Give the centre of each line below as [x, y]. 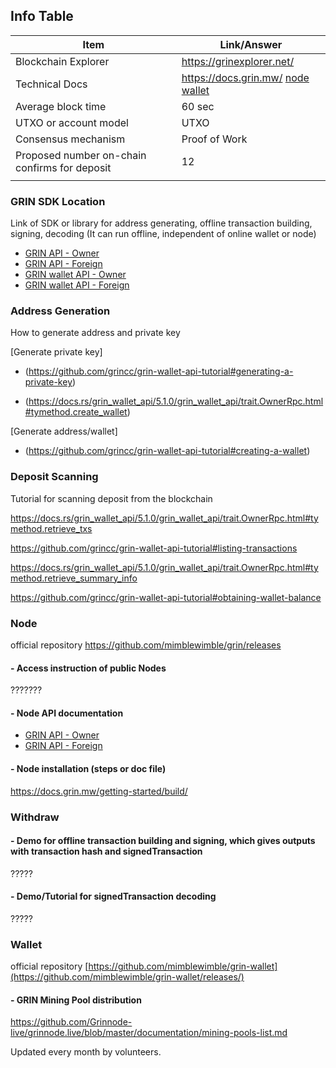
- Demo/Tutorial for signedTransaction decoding [113, 896]
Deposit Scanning [54, 477]
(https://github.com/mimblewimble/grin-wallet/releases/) [127, 977]
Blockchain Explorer [62, 61]
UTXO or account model [72, 122]
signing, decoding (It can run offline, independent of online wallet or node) [163, 234]
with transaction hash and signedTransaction [106, 851]
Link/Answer [251, 44]
